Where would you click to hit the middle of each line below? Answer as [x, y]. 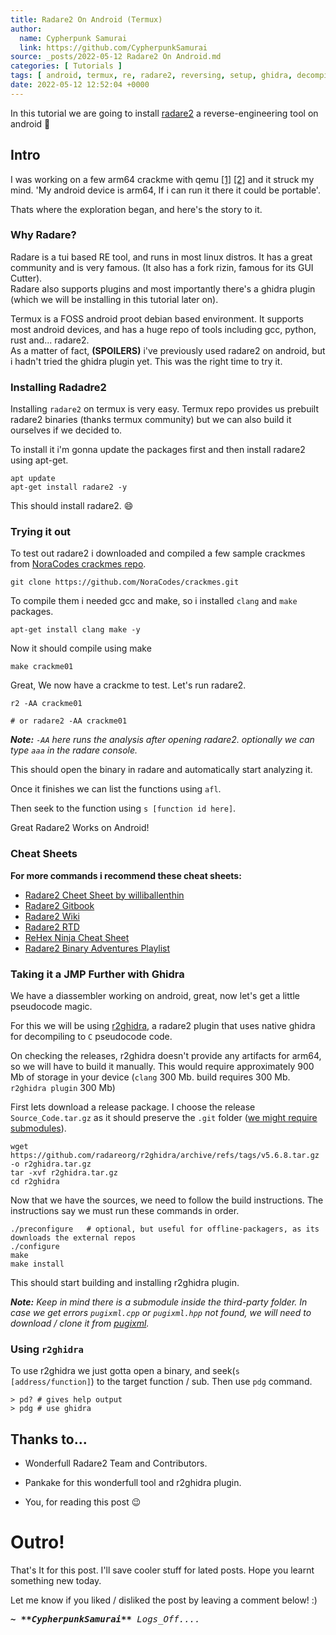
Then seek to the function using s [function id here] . [123, 808]
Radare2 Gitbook [59, 905]
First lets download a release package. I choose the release [133, 1107]
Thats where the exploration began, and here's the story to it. [136, 209]
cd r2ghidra [35, 1182]
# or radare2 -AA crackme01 [69, 721]
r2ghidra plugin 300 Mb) [63, 1088]
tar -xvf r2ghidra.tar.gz [64, 1173]
